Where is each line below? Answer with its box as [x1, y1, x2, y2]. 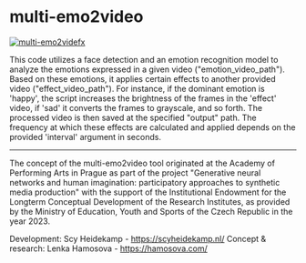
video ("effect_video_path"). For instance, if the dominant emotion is [9, 83, 266, 94]
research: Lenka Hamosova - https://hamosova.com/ [9, 243, 208, 254]
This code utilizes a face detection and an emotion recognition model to [9, 54, 279, 65]
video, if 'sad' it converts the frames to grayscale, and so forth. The [9, 102, 262, 113]
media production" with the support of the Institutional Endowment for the [9, 187, 287, 197]
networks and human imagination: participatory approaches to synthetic [9, 177, 280, 187]
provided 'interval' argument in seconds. [9, 131, 162, 142]
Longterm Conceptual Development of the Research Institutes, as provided [9, 196, 291, 207]
